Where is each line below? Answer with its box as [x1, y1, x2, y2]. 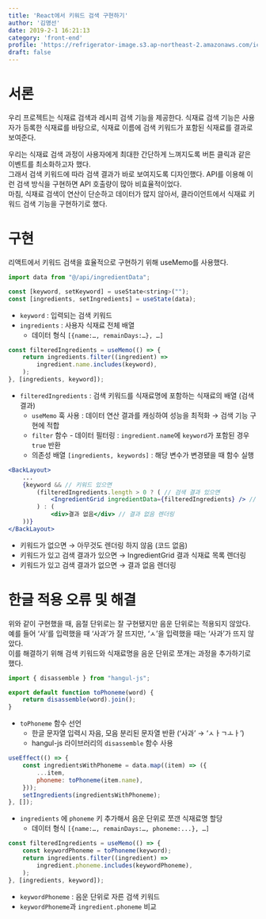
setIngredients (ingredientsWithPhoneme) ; [22, 791, 161, 799]
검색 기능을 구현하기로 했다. [22, 199, 108, 209]
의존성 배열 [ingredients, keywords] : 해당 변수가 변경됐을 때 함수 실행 [31, 450, 255, 460]
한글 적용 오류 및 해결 [8, 591, 137, 609]
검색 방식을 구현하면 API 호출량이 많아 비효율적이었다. [16, 179, 182, 189]
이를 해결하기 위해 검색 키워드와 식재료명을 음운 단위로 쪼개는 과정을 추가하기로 [8, 648, 252, 658]
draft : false [8, 48, 51, 56]
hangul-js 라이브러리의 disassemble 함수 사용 [31, 738, 173, 748]
